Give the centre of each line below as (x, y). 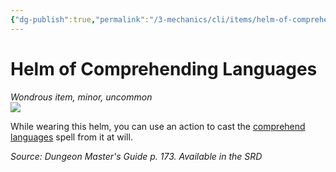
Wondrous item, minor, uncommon (81, 97)
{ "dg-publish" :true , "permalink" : (80, 19)
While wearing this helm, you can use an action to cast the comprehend (158, 126)
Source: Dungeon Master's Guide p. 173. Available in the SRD (136, 156)
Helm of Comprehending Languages (164, 68)
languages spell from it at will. (71, 137)
